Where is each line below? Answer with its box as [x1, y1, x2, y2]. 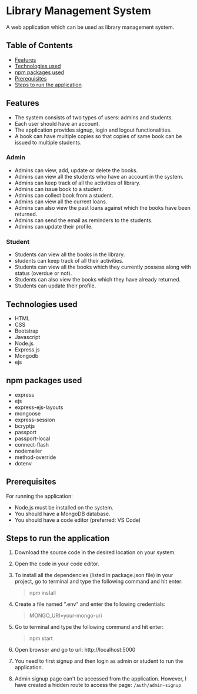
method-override [14, 454, 56, 461]
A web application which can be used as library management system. [6, 24, 175, 31]
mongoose [14, 410, 41, 417]
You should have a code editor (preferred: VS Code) [14, 516, 141, 524]
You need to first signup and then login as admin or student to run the [14, 658, 183, 665]
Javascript [14, 333, 41, 340]
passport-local [14, 435, 51, 442]
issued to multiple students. [14, 139, 82, 146]
